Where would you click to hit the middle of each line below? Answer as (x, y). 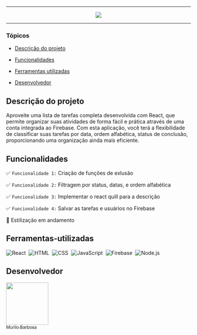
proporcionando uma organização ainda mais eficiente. (73, 140)
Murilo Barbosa (21, 327)
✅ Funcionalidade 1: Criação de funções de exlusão (70, 173)
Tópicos (18, 35)
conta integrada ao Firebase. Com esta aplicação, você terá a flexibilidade (96, 128)
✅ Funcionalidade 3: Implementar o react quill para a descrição (83, 196)
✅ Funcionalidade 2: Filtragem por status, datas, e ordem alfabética (89, 185)
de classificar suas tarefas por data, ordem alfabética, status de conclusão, (97, 134)
